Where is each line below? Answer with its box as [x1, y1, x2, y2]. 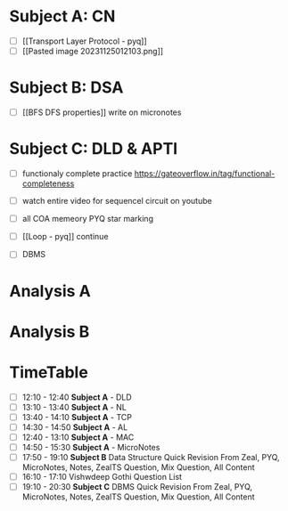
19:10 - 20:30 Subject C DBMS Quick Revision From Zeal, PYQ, [21, 482, 252, 492]
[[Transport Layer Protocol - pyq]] [21, 36, 147, 46]
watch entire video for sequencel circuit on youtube [21, 196, 212, 207]
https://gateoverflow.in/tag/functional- [134, 168, 276, 179]
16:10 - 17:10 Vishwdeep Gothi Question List [21, 472, 183, 483]
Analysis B [9, 321, 90, 342]
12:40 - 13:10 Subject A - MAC [21, 432, 135, 442]
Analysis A [9, 280, 91, 301]
